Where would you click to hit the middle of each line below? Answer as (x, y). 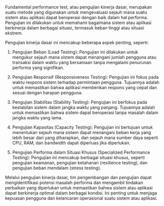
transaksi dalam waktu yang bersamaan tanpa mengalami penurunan (82, 62)
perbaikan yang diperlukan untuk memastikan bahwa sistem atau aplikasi (79, 188)
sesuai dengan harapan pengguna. (47, 93)
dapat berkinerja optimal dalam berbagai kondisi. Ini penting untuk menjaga (81, 193)
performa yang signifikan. (38, 68)
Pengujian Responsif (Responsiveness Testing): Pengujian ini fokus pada (85, 77)
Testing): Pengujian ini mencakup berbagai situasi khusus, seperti (79, 158)
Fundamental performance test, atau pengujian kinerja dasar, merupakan (79, 7)
